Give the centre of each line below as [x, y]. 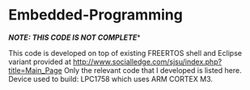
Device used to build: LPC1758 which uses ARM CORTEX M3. [110, 79]
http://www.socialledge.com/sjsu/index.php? [147, 62]
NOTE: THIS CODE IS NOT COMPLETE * [75, 37]
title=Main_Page [35, 70]
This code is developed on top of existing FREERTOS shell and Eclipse [125, 53]
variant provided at [40, 62]
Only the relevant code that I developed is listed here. [153, 70]
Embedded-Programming [96, 15]
